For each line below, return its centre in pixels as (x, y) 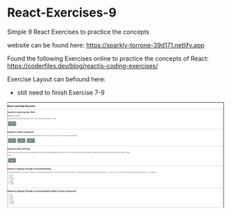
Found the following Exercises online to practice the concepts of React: (108, 58)
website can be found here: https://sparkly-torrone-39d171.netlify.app (106, 45)
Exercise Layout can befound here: (57, 79)
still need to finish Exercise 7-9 (61, 92)
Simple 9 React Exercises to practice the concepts (78, 32)
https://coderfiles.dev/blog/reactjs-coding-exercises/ (82, 65)
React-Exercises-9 (62, 13)
